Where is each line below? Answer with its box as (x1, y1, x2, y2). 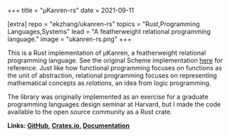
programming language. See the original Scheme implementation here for (7, 56, 223, 65)
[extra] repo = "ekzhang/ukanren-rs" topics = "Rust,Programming (7, 20, 200, 28)
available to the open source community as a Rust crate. (7, 108, 172, 116)
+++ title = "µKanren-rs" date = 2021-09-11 (7, 6, 134, 14)
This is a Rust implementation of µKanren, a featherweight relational (7, 49, 207, 57)
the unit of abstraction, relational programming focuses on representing (7, 71, 217, 80)
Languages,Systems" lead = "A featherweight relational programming (7, 28, 211, 35)
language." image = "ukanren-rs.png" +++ (7, 35, 132, 43)
